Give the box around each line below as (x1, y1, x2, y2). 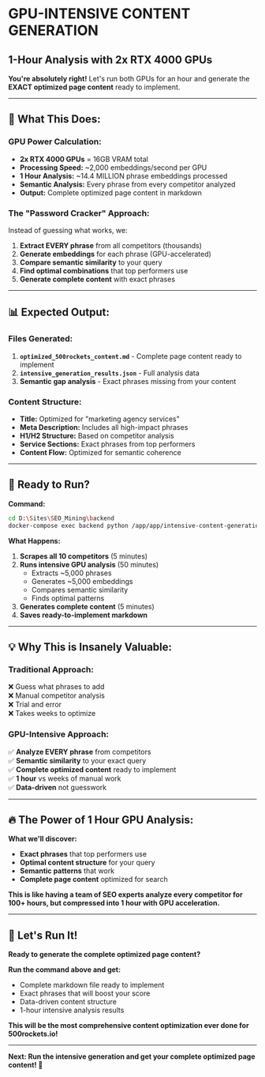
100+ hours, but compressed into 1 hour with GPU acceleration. (8, 898, 220, 908)
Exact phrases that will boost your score (19, 989, 151, 998)
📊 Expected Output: (8, 306, 110, 319)
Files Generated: (8, 333, 73, 345)
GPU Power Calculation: (8, 136, 102, 147)
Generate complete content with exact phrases (19, 274, 176, 284)
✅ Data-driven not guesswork (8, 782, 107, 792)
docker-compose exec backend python (8, 522, 129, 529)
